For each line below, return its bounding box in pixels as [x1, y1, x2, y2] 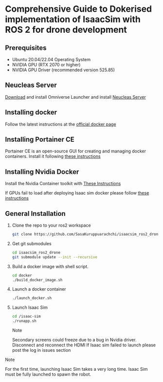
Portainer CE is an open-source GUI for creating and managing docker [5, 148, 146, 154]
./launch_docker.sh [12, 296, 52, 301]
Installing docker [5, 108, 57, 117]
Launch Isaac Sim [12, 304, 48, 311]
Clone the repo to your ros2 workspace [12, 222, 91, 228]
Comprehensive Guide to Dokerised [5, 3, 152, 15]
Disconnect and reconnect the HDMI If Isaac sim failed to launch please [12, 342, 156, 348]
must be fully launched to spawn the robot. [5, 371, 91, 377]
